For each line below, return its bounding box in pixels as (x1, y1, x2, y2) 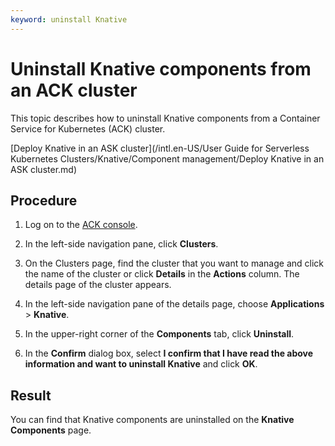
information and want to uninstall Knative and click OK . (24, 358, 258, 370)
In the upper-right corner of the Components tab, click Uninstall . (24, 328, 295, 340)
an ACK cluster (10, 79, 138, 101)
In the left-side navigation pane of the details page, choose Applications (24, 298, 325, 310)
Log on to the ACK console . (24, 219, 138, 231)
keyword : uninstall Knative (10, 14, 128, 25)
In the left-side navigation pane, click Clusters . (24, 238, 219, 250)
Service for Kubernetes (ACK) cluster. (10, 122, 166, 135)
